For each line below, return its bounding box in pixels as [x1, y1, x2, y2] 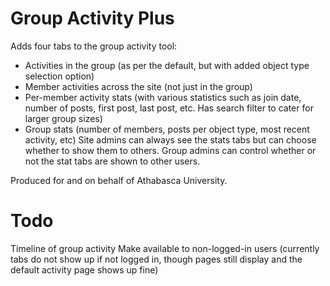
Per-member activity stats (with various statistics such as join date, [24, 91, 302, 103]
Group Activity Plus [10, 7, 175, 30]
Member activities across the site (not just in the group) [24, 80, 253, 92]
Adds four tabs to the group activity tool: [10, 40, 178, 52]
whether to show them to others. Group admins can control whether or [24, 144, 317, 156]
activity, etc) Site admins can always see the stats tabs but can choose [24, 133, 317, 146]
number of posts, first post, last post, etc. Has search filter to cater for [24, 102, 314, 114]
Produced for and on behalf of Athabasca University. [10, 174, 228, 186]
